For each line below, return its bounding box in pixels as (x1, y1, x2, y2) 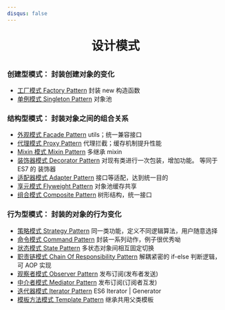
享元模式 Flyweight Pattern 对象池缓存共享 (17, 182, 138, 190)
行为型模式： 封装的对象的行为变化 (7, 210, 122, 219)
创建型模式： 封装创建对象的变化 (7, 69, 115, 79)
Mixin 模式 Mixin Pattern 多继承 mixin (17, 148, 122, 156)
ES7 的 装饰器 (17, 165, 56, 173)
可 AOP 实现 (17, 261, 52, 269)
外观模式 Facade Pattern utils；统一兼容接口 (17, 131, 142, 139)
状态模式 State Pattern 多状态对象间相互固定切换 (17, 243, 155, 252)
